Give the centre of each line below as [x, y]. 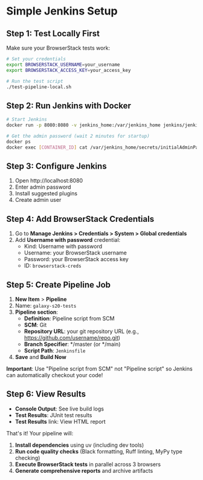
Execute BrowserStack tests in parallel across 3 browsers [88, 464]
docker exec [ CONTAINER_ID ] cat [47, 147]
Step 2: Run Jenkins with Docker [69, 105]
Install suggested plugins [46, 193]
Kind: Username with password [63, 247]
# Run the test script [35, 81]
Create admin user [38, 200]
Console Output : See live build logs [60, 409]
